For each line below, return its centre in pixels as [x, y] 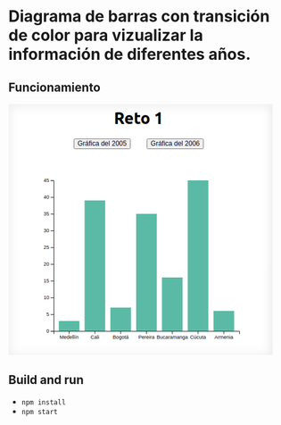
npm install [43, 402]
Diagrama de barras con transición [139, 17]
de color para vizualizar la [106, 35]
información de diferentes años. [130, 54]
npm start [40, 412]
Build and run [46, 380]
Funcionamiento [54, 87]
